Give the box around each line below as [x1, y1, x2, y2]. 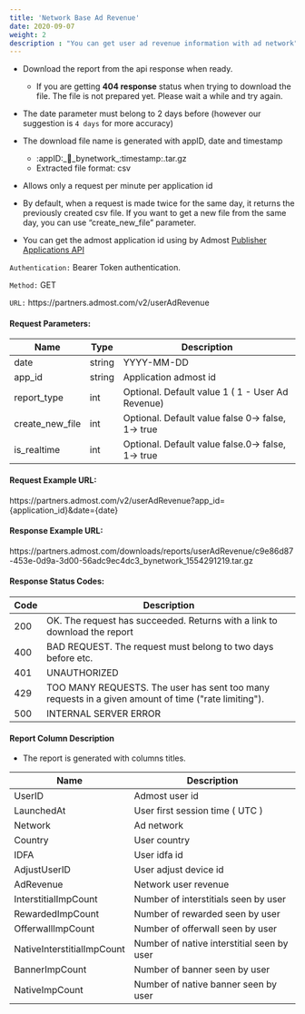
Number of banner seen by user [133, 963, 271, 976]
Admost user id [133, 790, 200, 802]
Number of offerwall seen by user [133, 922, 278, 935]
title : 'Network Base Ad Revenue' [9, 13, 141, 23]
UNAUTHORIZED [46, 666, 120, 679]
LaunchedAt [14, 804, 66, 817]
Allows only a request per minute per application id [22, 181, 213, 192]
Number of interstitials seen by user [133, 893, 287, 906]
